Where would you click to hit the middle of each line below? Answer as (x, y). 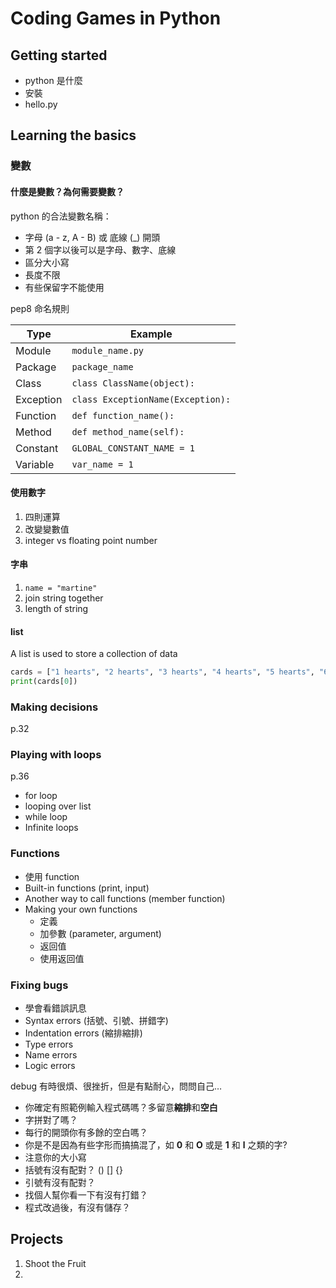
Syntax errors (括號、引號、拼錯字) (96, 1021)
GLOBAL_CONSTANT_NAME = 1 (133, 448)
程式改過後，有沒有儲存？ (77, 1208)
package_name (102, 366)
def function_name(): (123, 415)
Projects (37, 1239)
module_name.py (107, 350)
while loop (46, 817)
